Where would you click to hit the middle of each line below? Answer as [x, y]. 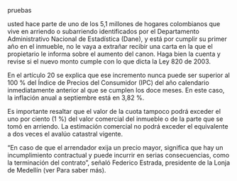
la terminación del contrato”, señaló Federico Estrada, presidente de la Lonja [119, 163]
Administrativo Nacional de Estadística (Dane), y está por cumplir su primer [117, 39]
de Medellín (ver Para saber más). [57, 170]
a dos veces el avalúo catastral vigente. [65, 134]
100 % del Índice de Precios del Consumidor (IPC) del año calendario [108, 83]
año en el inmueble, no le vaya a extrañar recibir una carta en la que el [110, 46]
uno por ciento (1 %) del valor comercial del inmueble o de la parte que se [115, 119]
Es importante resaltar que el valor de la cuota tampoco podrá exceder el [114, 111]
